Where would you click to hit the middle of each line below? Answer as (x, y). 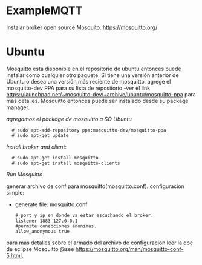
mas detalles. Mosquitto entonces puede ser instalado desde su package (97, 101)
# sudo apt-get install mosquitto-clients (66, 163)
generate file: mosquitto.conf (51, 204)
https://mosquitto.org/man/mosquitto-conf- (129, 249)
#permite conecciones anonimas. (56, 226)
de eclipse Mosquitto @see (40, 249)
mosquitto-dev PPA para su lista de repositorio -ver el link (78, 88)
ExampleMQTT (44, 11)
